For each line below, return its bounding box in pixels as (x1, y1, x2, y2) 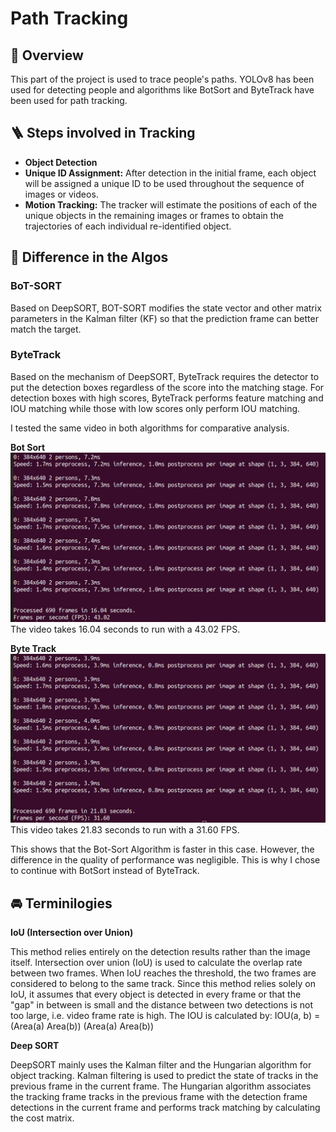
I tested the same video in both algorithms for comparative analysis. (10, 422, 290, 434)
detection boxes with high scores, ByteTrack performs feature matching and (10, 392, 324, 404)
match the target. (10, 323, 82, 335)
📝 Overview (10, 47, 84, 64)
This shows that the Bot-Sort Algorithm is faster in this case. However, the (10, 843, 315, 856)
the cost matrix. (10, 1112, 75, 1124)
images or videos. (24, 188, 99, 200)
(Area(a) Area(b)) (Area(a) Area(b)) (10, 1020, 155, 1032)
